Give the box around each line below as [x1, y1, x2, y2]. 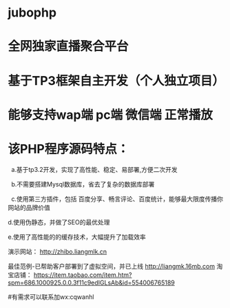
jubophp [8, 5, 57, 21]
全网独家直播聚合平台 [8, 39, 129, 55]
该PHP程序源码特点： [8, 141, 129, 157]
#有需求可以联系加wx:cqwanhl [8, 292, 94, 301]
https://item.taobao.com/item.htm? [33, 271, 132, 279]
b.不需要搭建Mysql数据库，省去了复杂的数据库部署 [10, 180, 155, 188]
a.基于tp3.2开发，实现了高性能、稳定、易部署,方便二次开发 [10, 165, 178, 173]
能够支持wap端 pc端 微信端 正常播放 [8, 107, 213, 122]
